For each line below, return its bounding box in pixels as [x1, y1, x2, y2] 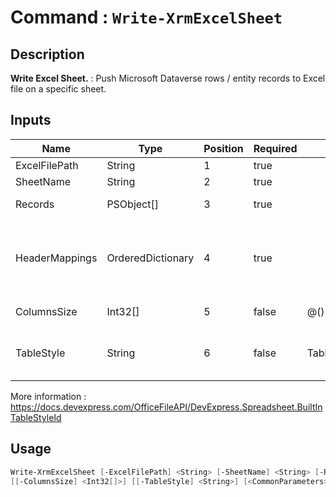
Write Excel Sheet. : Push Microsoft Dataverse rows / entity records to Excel [10, 72, 326, 84]
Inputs [10, 112, 52, 129]
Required [253, 141, 298, 155]
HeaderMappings [15, 251, 98, 265]
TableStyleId [10, 411, 62, 423]
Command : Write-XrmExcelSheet [10, 6, 283, 29]
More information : [10, 390, 87, 402]
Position [203, 141, 244, 155]
